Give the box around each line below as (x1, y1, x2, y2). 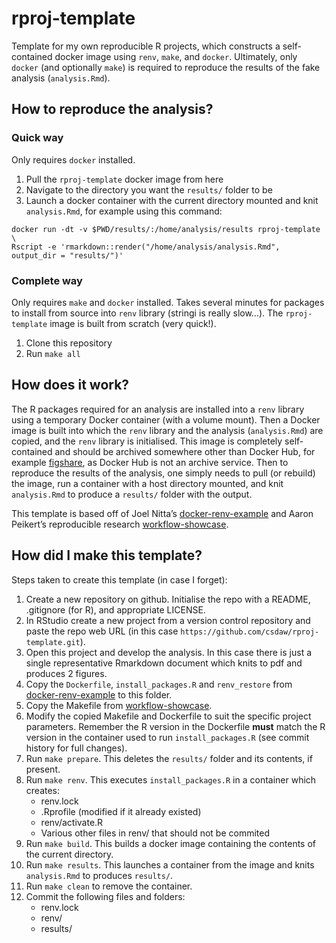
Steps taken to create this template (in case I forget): (11, 573, 228, 586)
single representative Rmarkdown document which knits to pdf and (25, 657, 303, 669)
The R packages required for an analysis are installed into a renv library (11, 403, 305, 415)
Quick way (11, 131, 64, 145)
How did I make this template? (11, 547, 203, 564)
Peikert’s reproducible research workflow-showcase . (11, 518, 229, 530)
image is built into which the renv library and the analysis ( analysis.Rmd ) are (11, 424, 324, 436)
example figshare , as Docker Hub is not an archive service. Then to (11, 456, 289, 468)
